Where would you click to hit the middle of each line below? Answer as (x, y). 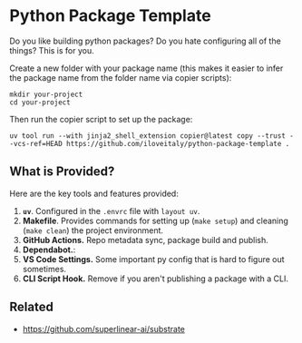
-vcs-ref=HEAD (36, 143)
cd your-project (40, 102)
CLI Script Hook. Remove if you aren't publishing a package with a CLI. (155, 279)
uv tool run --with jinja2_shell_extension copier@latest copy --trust (147, 136)
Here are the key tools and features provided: (94, 193)
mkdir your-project (46, 94)
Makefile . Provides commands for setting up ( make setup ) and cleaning (155, 220)
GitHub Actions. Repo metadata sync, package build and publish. (146, 240)
